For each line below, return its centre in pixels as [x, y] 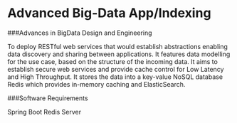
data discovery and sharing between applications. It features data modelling [119, 54]
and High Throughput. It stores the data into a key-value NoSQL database [115, 77]
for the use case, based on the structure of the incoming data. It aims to [113, 61]
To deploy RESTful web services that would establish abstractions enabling [117, 46]
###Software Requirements [48, 98]
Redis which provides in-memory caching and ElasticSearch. [96, 84]
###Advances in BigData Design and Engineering [80, 33]
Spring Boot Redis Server [44, 112]
